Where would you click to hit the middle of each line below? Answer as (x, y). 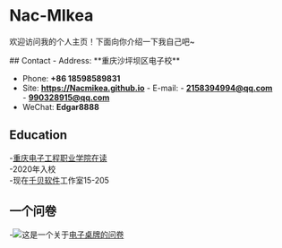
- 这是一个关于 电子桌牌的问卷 (67, 235)
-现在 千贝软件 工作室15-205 (60, 180)
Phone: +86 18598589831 (71, 78)
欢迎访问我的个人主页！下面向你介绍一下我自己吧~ (102, 41)
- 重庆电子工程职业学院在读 (58, 158)
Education (38, 135)
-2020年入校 (33, 169)
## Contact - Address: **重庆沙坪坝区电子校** (95, 60)
